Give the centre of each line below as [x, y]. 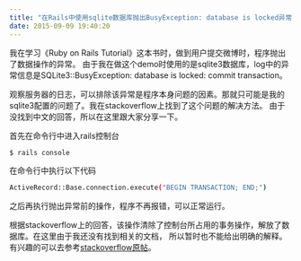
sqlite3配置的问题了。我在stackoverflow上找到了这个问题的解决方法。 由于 [147, 105]
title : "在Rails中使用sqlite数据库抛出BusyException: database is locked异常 [151, 17]
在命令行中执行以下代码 [53, 170]
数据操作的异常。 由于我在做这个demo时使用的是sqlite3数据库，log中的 [149, 64]
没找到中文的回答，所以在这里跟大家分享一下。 [96, 117]
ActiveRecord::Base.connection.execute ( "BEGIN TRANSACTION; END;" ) [138, 188]
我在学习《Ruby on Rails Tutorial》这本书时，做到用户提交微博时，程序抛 [144, 52]
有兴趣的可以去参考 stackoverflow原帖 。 [83, 248]
